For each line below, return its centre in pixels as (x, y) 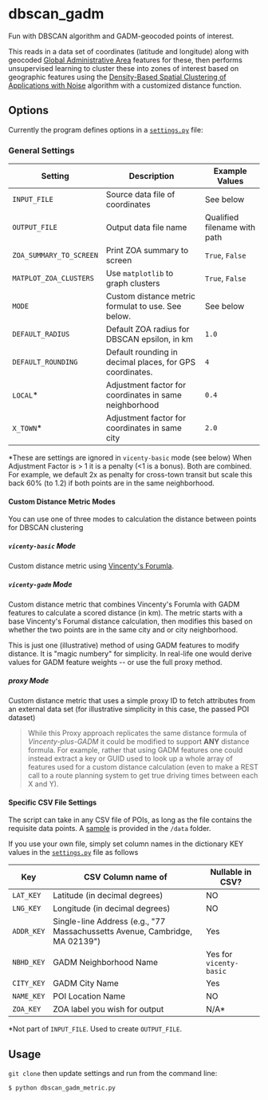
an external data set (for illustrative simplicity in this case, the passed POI (129, 709)
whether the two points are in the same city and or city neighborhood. (123, 630)
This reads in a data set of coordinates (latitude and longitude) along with (129, 51)
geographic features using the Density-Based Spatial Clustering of (117, 77)
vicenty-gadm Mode (40, 584)
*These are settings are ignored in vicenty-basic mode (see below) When (130, 458)
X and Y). (43, 784)
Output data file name (146, 228)
